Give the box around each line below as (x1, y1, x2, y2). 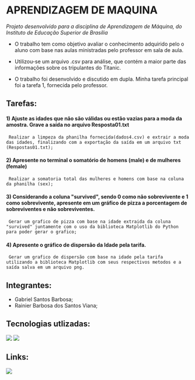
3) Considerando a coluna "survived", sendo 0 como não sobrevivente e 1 (6, 194, 189, 201)
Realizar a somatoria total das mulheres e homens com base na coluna (8, 176, 184, 182)
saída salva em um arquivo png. (6, 264, 85, 271)
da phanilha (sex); (6, 181, 54, 187)
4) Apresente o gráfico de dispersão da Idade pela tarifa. (6, 241, 147, 248)
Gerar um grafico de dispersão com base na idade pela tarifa (8, 254, 163, 260)
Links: (6, 352, 29, 362)
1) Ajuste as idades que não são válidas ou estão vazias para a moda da (6, 115, 182, 122)
